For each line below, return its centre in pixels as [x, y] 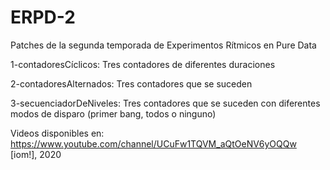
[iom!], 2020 [36, 154]
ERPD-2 [43, 17]
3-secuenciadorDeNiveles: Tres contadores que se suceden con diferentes [165, 103]
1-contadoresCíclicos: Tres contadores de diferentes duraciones [143, 64]
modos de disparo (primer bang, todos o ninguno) [113, 113]
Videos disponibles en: [57, 133]
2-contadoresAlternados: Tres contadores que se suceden [131, 83]
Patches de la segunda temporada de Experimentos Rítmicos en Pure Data [163, 45]
